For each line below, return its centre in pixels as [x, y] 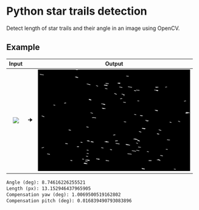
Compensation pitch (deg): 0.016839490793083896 [69, 201]
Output [114, 64]
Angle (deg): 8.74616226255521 [46, 183]
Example [23, 47]
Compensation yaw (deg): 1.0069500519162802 [64, 195]
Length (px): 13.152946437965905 [49, 189]
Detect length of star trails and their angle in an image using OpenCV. [93, 28]
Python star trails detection [77, 11]
